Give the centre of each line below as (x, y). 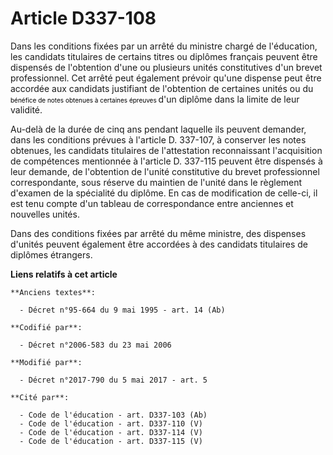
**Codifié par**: (46, 327)
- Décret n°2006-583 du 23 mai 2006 (95, 345)
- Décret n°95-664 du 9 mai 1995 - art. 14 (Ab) (122, 310)
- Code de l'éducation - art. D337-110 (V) (111, 423)
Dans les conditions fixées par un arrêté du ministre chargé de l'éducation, (164, 46)
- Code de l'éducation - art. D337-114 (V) (111, 432)
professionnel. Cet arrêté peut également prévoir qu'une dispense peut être (166, 78)
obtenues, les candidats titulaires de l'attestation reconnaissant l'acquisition (166, 150)
